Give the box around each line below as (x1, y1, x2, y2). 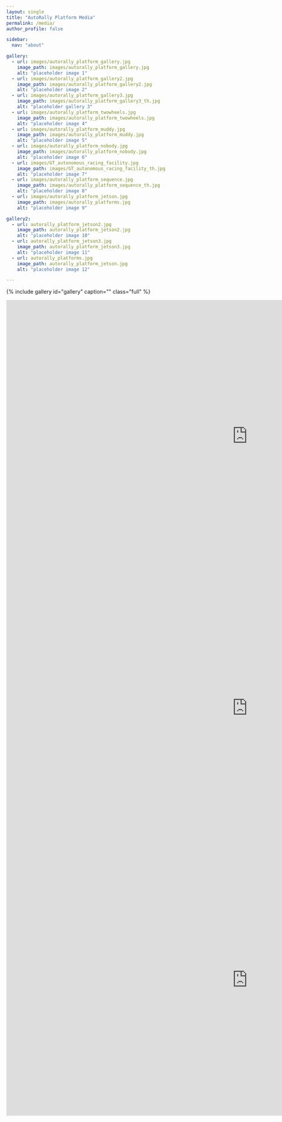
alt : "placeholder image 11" (17, 249, 90, 256)
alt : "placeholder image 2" (17, 87, 87, 93)
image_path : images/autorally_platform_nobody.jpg (17, 149, 147, 155)
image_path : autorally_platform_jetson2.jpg (17, 227, 131, 233)
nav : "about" (11, 42, 45, 48)
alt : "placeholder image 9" (17, 205, 87, 211)
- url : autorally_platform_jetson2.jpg (11, 221, 112, 227)
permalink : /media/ (6, 20, 55, 26)
